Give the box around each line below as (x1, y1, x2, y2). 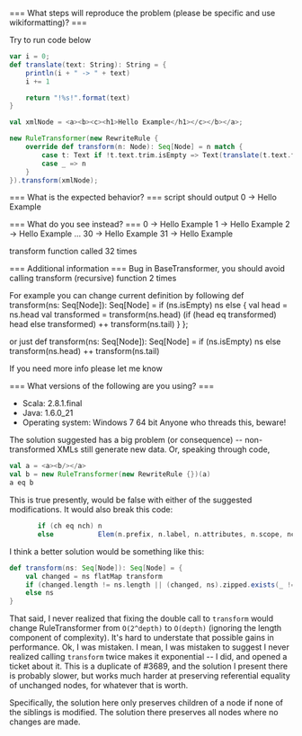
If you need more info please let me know (9, 363, 164, 374)
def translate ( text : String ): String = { (9, 60, 167, 69)
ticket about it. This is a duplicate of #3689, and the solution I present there (9, 661, 289, 672)
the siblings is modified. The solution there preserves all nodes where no (9, 707, 279, 718)
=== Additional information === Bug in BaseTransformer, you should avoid (9, 263, 286, 274)
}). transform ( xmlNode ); (9, 175, 99, 185)
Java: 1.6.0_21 (22, 408, 74, 419)
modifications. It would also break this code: (9, 504, 173, 515)
